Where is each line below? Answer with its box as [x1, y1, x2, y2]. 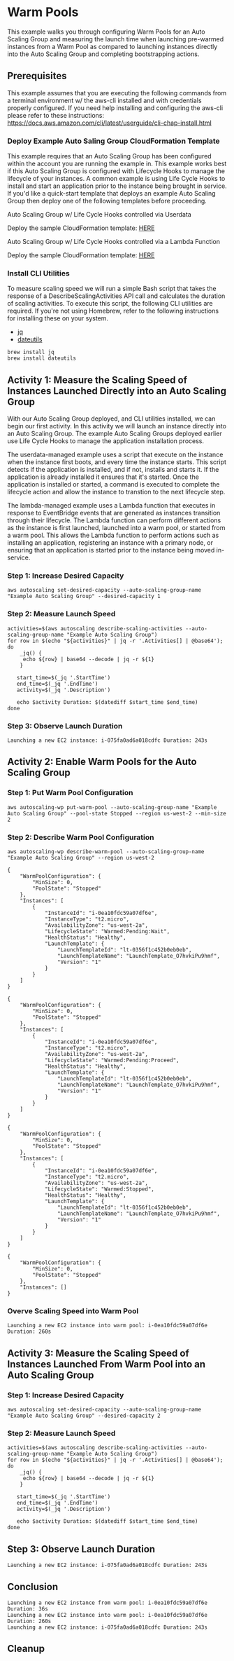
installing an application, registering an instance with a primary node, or [7, 538, 214, 547]
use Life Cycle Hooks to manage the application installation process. [7, 437, 205, 445]
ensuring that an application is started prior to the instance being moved [7, 546, 215, 555]
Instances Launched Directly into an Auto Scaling [7, 385, 227, 397]
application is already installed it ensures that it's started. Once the [7, 473, 199, 481]
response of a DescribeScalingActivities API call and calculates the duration [7, 292, 226, 300]
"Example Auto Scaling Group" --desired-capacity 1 [7, 593, 161, 600]
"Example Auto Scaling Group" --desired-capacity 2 [7, 1412, 161, 1420]
